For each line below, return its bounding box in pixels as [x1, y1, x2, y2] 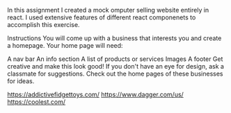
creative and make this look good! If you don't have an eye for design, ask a [7, 62, 225, 70]
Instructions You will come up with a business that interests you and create [7, 34, 222, 42]
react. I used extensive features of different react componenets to [7, 13, 196, 21]
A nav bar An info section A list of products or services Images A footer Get [7, 55, 223, 63]
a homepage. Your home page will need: [7, 42, 123, 49]
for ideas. [7, 77, 35, 85]
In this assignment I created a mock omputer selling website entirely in [7, 6, 209, 14]
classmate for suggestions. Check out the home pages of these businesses [7, 69, 223, 78]
